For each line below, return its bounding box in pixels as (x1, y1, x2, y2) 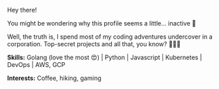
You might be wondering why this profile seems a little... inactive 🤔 (7, 19, 196, 27)
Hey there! (7, 6, 37, 14)
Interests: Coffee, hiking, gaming (7, 74, 102, 82)
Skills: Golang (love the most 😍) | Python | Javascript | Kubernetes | (7, 53, 202, 61)
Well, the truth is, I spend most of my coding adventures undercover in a (7, 32, 213, 41)
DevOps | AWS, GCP (7, 61, 66, 68)
